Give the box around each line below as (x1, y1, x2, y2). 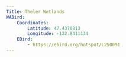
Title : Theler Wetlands (6, 8, 65, 15)
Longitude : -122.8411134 (27, 31, 89, 37)
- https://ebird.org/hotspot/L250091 (27, 42, 120, 48)
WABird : (6, 14, 25, 20)
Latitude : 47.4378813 (27, 25, 81, 31)
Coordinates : (17, 20, 49, 26)
